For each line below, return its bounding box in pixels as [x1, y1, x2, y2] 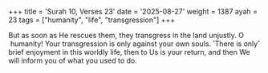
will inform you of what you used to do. [8, 56, 138, 65]
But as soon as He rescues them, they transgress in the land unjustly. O [8, 31, 245, 40]
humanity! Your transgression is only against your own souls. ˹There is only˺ [10, 39, 260, 48]
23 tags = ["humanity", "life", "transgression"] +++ [8, 15, 176, 25]
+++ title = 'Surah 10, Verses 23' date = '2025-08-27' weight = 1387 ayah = [8, 7, 258, 16]
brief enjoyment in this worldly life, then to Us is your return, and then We [8, 48, 250, 56]
